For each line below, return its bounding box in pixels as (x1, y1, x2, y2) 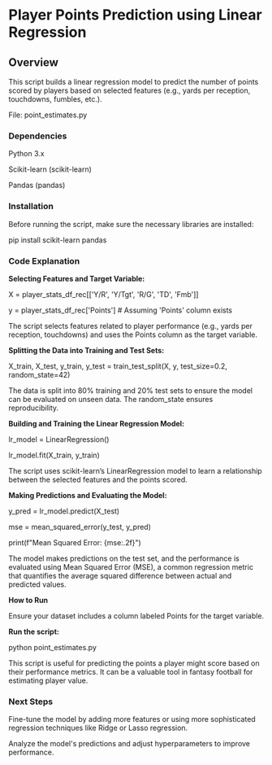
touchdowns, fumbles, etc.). (8, 94, 103, 103)
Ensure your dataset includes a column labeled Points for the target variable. (8, 610, 265, 620)
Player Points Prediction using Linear (8, 6, 262, 24)
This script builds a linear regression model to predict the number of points (8, 77, 259, 86)
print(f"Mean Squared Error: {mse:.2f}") (8, 537, 142, 547)
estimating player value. (8, 675, 89, 685)
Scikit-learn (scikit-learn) (8, 164, 92, 174)
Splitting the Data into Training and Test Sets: (8, 345, 165, 355)
